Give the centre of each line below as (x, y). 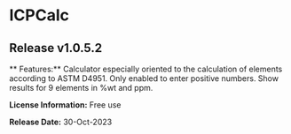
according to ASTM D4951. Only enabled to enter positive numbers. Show (144, 78)
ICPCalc (39, 15)
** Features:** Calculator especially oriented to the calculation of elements (146, 69)
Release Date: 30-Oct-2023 (61, 122)
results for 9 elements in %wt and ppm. (81, 88)
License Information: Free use (65, 105)
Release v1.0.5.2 (56, 48)
